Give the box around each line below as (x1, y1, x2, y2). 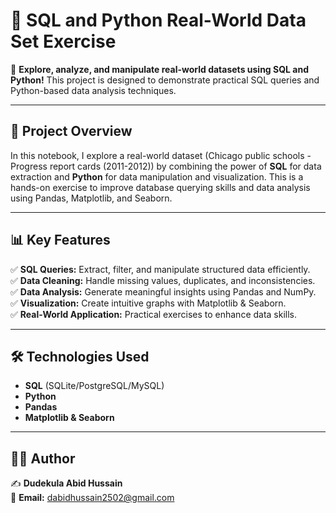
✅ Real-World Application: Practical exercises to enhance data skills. (10, 308, 298, 320)
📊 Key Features (10, 232, 111, 249)
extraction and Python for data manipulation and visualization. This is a (10, 170, 304, 183)
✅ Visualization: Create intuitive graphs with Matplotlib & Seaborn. (10, 297, 287, 309)
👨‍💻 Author (10, 450, 76, 467)
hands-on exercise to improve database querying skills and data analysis (10, 181, 311, 193)
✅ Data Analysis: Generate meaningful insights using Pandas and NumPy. (10, 285, 317, 298)
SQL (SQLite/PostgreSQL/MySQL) (24, 380, 165, 392)
